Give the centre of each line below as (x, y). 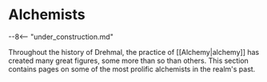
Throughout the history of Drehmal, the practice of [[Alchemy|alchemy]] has (134, 52)
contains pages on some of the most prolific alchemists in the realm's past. (132, 68)
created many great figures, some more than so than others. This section (129, 61)
